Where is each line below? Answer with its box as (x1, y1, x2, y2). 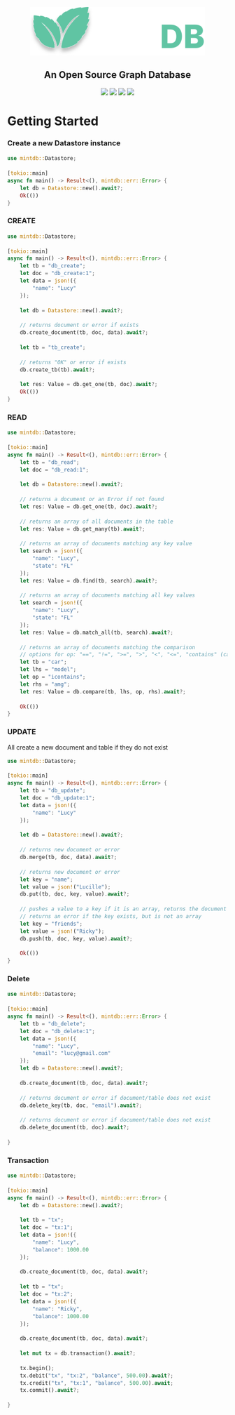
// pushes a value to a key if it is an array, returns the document (20, 905, 227, 912)
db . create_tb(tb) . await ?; (20, 366, 96, 373)
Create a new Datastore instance (7, 138, 121, 147)
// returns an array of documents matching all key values (20, 592, 196, 599)
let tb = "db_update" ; (20, 787, 86, 795)
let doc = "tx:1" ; (20, 1224, 73, 1231)
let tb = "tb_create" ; (20, 344, 86, 351)
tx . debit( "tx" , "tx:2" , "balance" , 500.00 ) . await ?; (20, 1372, 173, 1379)
